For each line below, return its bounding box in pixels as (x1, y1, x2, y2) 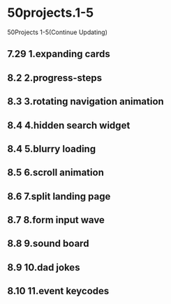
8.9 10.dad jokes (7, 261, 80, 273)
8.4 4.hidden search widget (7, 119, 131, 131)
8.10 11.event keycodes (7, 285, 110, 297)
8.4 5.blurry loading (7, 143, 96, 155)
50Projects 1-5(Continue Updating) (7, 28, 108, 36)
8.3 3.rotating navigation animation (7, 96, 164, 107)
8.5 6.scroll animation (7, 167, 105, 178)
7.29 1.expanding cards (7, 48, 110, 60)
